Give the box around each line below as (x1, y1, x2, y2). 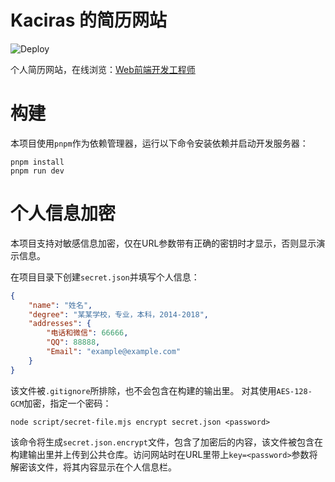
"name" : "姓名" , (28, 300, 93, 310)
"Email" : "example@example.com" (46, 347, 182, 357)
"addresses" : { (28, 319, 92, 329)
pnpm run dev (10, 166, 65, 176)
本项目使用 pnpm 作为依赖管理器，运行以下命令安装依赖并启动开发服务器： (10, 137, 309, 149)
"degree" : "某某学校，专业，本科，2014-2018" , (28, 309, 209, 320)
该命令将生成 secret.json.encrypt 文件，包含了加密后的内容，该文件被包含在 (10, 436, 324, 448)
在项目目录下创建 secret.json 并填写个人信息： (10, 271, 200, 283)
